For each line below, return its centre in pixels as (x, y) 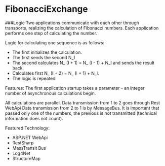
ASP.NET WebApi (30, 137)
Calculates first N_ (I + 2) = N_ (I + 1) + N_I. (56, 73)
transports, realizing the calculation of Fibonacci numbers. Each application (82, 28)
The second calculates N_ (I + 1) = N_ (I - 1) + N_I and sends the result (83, 63)
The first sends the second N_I (43, 57)
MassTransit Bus (29, 148)
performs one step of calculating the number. (51, 33)
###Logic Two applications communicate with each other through (72, 23)
